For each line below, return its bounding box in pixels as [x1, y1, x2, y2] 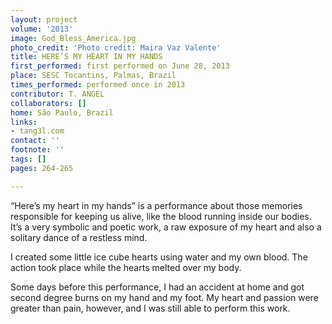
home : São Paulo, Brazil [10, 107, 114, 118]
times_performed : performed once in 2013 [10, 80, 186, 90]
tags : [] [10, 154, 47, 164]
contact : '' [10, 136, 60, 146]
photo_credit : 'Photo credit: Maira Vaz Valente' [10, 42, 222, 53]
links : [10, 117, 38, 127]
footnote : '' [10, 145, 65, 155]
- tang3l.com [10, 126, 65, 136]
